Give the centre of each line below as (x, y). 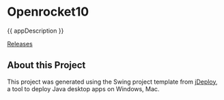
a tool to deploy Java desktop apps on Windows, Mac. (83, 88)
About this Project (46, 65)
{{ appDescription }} (36, 31)
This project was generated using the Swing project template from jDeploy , (112, 82)
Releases (20, 44)
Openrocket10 (48, 12)
